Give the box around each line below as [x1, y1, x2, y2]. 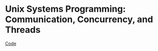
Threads [5, 25, 41, 35]
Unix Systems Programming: [5, 3, 126, 15]
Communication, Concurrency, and [5, 14, 153, 25]
